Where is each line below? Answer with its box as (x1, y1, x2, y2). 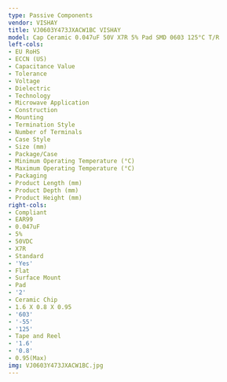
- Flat (8, 267, 30, 275)
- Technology (8, 92, 51, 100)
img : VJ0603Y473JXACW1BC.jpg (8, 362, 104, 369)
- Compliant (8, 209, 47, 216)
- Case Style (8, 135, 51, 144)
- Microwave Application (8, 99, 90, 107)
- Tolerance (8, 70, 47, 78)
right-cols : (8, 201, 47, 209)
